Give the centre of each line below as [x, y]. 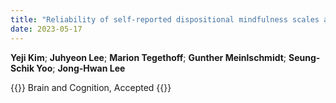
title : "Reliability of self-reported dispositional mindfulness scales [165, 19]
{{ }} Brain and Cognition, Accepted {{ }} [91, 87]
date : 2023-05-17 [46, 29]
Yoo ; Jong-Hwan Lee [81, 68]
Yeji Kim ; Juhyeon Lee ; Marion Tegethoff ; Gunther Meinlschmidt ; [148, 57]
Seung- [304, 57]
